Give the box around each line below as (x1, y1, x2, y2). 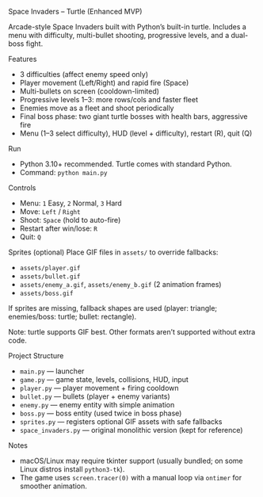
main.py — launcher (19, 366, 85, 376)
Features (8, 55, 37, 63)
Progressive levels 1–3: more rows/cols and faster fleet (19, 95, 199, 104)
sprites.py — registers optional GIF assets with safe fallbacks (19, 417, 223, 426)
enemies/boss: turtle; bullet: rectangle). (8, 312, 137, 321)
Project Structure (8, 351, 64, 360)
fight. (25, 39, 44, 48)
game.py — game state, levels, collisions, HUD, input (19, 375, 189, 384)
